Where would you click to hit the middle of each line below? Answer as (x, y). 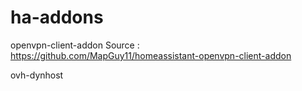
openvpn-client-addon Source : (75, 45)
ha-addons (57, 17)
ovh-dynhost (37, 75)
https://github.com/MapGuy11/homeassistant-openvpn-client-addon (151, 55)
